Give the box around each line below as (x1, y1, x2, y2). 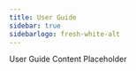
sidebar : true (9, 21, 62, 30)
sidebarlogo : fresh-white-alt (9, 29, 121, 38)
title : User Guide (9, 12, 77, 22)
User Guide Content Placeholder (9, 54, 127, 65)
